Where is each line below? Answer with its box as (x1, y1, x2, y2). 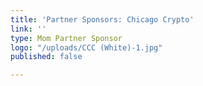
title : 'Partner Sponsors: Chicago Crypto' (10, 14, 195, 25)
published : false (10, 52, 83, 62)
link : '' (10, 24, 47, 34)
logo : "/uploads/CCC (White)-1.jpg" (10, 42, 163, 53)
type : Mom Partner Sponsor (10, 33, 123, 43)
